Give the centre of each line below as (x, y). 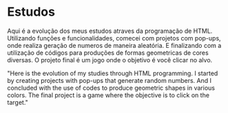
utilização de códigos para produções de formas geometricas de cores (108, 53)
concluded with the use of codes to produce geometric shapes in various (111, 88)
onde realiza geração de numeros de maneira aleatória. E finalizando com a (114, 45)
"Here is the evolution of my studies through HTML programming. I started (113, 73)
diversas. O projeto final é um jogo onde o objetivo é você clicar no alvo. (110, 60)
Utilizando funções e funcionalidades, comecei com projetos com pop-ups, (114, 38)
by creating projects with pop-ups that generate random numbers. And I (110, 80)
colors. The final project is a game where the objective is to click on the (108, 95)
